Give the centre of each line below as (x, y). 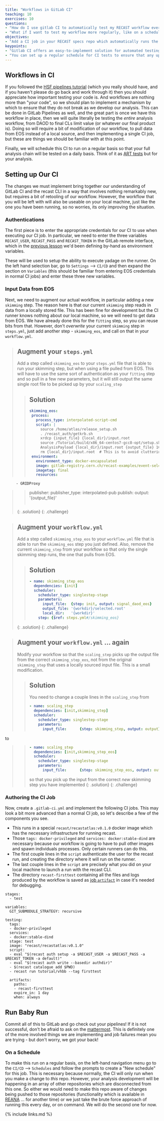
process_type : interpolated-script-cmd (76, 420)
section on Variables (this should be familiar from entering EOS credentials (81, 271)
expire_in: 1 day (31, 993)
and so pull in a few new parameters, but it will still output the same (85, 379)
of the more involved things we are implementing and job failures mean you (81, 1035)
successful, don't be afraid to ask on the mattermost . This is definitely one (80, 1029)
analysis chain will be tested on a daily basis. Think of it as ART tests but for (81, 154)
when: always (27, 997)
